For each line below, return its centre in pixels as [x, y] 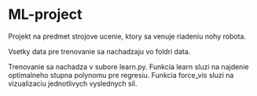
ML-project [45, 15]
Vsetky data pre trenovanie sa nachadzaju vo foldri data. [99, 51]
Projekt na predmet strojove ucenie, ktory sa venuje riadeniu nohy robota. [127, 36]
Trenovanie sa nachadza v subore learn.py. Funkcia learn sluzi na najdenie [128, 66]
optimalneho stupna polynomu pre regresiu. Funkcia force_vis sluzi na [121, 75]
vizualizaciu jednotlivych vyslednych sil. [73, 83]
